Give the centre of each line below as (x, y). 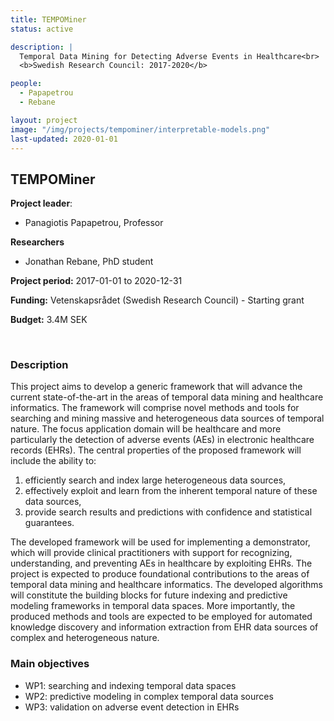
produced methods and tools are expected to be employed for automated (161, 617)
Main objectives (50, 664)
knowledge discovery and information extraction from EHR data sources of (164, 627)
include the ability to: (53, 461)
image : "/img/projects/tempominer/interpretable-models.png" (140, 129)
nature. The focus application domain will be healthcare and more (146, 429)
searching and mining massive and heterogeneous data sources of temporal (167, 418)
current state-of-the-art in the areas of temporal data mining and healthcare (167, 397)
